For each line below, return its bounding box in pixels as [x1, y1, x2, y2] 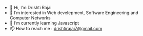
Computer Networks [9, 15, 51, 20]
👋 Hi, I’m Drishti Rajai [9, 5, 52, 10]
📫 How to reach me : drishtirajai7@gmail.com [9, 26, 102, 31]
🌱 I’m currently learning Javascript [9, 20, 79, 26]
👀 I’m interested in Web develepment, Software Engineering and [9, 10, 139, 16]
